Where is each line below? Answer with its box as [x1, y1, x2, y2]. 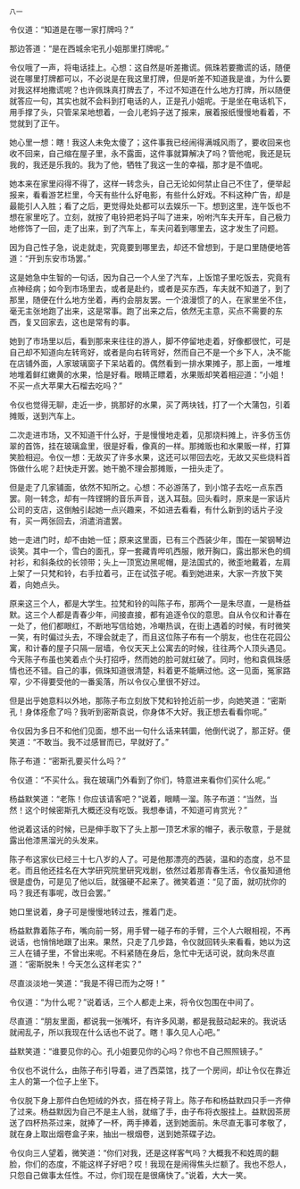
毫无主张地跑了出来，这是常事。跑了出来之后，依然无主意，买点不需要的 [9, 306, 275, 316]
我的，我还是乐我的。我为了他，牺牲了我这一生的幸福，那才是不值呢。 [9, 159, 268, 170]
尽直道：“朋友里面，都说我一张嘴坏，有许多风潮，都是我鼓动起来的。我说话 [9, 1016, 287, 1026]
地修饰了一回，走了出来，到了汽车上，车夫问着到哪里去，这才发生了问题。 [9, 223, 283, 233]
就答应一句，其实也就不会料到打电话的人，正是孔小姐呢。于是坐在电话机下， [9, 96, 291, 106]
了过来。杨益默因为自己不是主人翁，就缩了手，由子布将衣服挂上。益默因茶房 [9, 1106, 291, 1117]
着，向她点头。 [9, 579, 64, 590]
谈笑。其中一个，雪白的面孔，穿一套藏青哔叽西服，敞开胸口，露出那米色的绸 [9, 546, 291, 556]
